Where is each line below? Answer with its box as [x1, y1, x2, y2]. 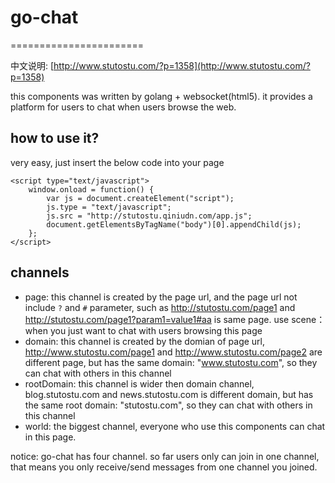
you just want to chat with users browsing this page [49, 324, 263, 336]
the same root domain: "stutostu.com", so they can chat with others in [24, 399, 313, 411]
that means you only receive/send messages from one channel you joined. [10, 461, 318, 473]
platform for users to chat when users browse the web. [10, 101, 237, 113]
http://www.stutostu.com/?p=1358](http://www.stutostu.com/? [53, 59, 311, 71]
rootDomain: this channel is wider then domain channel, [24, 377, 255, 390]
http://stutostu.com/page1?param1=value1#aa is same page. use [24, 313, 290, 325]
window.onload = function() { [28, 184, 155, 195]
